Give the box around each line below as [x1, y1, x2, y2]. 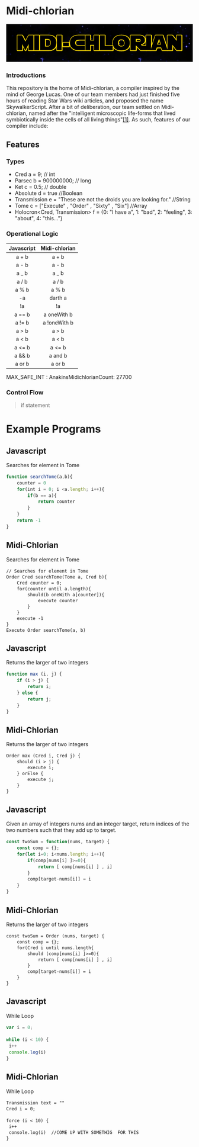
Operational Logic [6, 229, 59, 237]
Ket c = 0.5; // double [14, 183, 67, 190]
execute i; [27, 765, 54, 771]
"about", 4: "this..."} [14, 214, 63, 221]
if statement [20, 401, 50, 409]
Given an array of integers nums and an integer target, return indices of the [6, 820, 190, 827]
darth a [49, 294, 67, 301]
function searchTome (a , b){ [6, 474, 73, 480]
